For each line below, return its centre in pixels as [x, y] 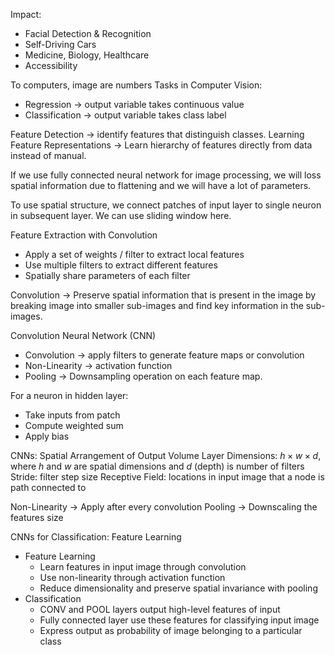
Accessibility [51, 65]
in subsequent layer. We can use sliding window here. [121, 215]
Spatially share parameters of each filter [107, 275]
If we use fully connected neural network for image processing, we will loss [166, 175]
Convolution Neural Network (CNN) [83, 335]
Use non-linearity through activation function [132, 577]
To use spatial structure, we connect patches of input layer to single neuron [166, 205]
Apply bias [47, 436]
